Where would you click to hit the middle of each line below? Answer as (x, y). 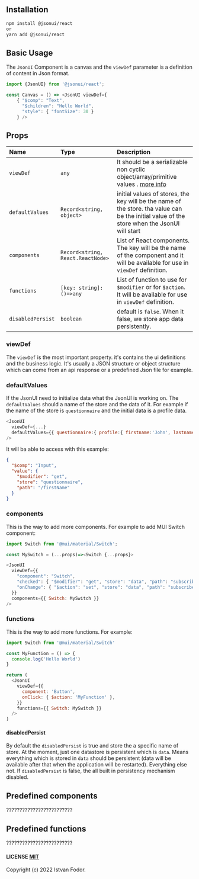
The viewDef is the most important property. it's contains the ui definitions (96, 357)
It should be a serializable (153, 162)
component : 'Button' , (49, 692)
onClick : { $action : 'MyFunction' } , (68, 697)
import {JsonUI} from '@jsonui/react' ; (55, 84)
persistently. (134, 326)
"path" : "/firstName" (43, 487)
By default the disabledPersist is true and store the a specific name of (92, 746)
